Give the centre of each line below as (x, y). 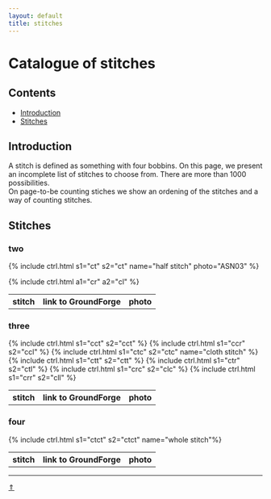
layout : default (35, 16)
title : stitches (35, 23)
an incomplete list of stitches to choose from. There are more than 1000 (127, 174)
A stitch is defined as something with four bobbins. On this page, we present (135, 166)
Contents (32, 93)
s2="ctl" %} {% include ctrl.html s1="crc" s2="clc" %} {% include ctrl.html (132, 369)
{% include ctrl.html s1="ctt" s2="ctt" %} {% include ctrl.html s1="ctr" (124, 361)
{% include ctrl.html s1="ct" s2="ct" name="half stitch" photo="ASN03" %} (134, 266)
